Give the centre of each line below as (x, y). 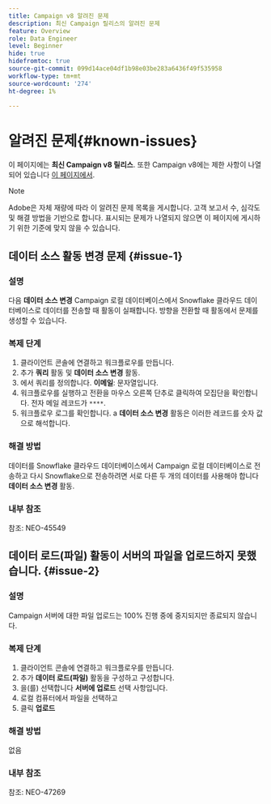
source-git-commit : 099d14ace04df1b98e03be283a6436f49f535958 (115, 69)
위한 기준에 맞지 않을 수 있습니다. (68, 228)
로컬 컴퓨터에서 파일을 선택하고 (69, 698)
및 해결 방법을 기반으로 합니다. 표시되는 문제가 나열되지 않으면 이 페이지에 (124, 218)
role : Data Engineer (43, 38)
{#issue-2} (72, 571)
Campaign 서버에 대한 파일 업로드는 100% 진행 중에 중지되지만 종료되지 (122, 615)
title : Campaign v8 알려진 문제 (59, 16)
